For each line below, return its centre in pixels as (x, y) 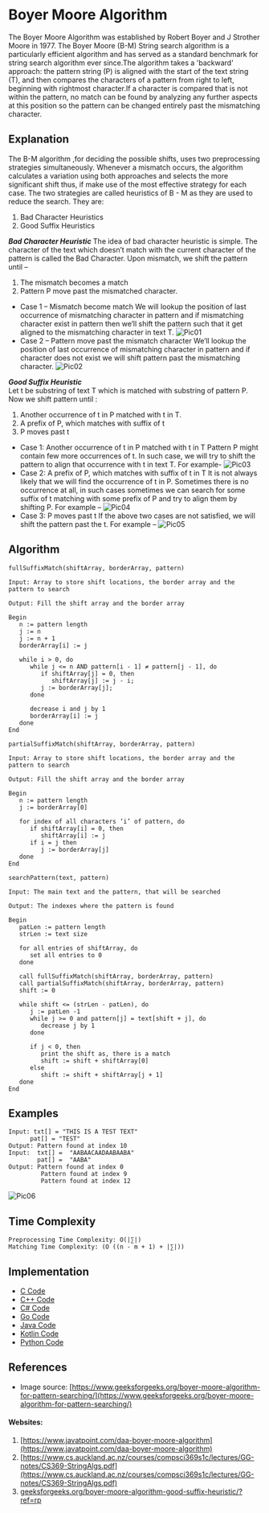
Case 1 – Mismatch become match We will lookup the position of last (133, 306)
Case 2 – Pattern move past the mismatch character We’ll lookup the (133, 340)
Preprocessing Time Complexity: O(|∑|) (75, 1240)
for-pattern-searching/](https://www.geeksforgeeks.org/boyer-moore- (137, 1395)
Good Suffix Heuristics (57, 225)
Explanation (39, 140)
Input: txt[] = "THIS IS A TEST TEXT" (73, 1132)
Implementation (49, 1271)
